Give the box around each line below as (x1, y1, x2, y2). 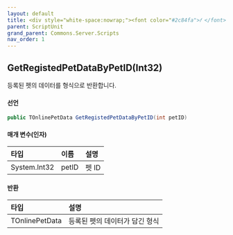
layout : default (7, 10, 54, 17)
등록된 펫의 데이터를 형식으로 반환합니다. (7, 81, 116, 89)
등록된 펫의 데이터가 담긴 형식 (68, 216, 159, 226)
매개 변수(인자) (7, 130, 47, 138)
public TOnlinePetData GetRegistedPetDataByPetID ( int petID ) (7, 114, 188, 122)
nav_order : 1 (7, 36, 45, 43)
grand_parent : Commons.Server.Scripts (7, 29, 119, 37)
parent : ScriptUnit (7, 23, 64, 30)
